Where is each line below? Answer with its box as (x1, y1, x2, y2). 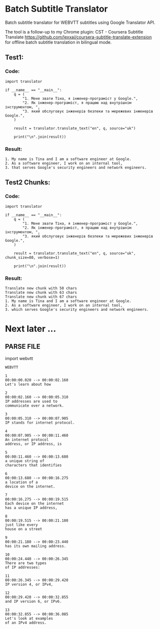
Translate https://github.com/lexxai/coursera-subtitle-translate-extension (5, 34, 152, 40)
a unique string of (5, 458, 45, 463)
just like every (5, 522, 38, 527)
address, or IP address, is (5, 441, 62, 446)
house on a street (5, 526, 42, 531)
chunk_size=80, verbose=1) (5, 255, 60, 260)
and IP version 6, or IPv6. (5, 599, 62, 604)
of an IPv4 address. (5, 620, 47, 625)
